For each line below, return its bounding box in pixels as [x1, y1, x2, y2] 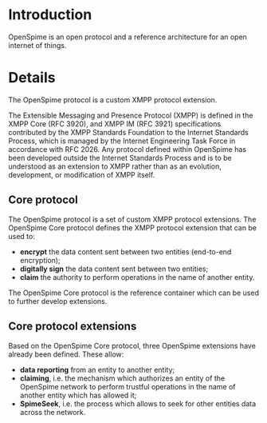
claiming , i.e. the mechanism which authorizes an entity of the [19, 373, 226, 383]
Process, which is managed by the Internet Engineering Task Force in [8, 136, 236, 146]
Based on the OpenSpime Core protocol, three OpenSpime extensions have [8, 341, 257, 350]
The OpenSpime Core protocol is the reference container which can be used [8, 288, 259, 297]
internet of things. [8, 40, 67, 50]
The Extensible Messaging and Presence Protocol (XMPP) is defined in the [8, 110, 253, 120]
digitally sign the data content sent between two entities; [19, 264, 209, 273]
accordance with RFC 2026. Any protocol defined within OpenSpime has [8, 144, 247, 154]
